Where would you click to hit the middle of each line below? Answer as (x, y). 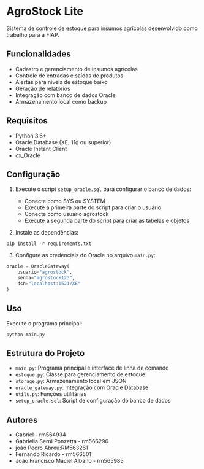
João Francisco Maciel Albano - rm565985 (69, 461)
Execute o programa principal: (44, 323)
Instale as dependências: (47, 233)
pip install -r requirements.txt (49, 244)
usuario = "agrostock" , (45, 272)
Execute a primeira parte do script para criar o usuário (93, 207)
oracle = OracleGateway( (38, 266)
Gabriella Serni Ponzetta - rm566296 (62, 441)
